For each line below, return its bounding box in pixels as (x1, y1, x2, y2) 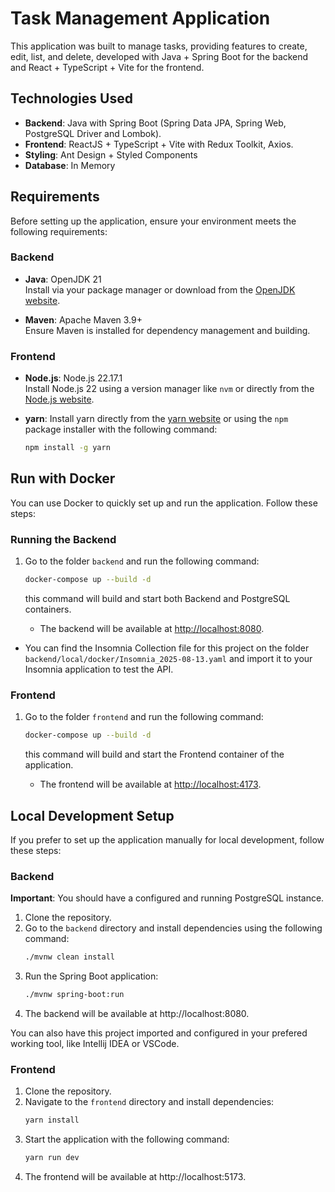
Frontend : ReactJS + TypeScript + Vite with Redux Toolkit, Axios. (24, 138, 294, 150)
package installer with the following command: (24, 423, 218, 436)
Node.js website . (24, 393, 95, 406)
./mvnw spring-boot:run (24, 990, 125, 1000)
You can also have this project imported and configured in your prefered (10, 1027, 308, 1039)
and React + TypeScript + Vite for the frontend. (10, 61, 205, 73)
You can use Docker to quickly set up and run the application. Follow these (10, 497, 318, 509)
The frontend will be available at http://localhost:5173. (24, 1171, 247, 1183)
